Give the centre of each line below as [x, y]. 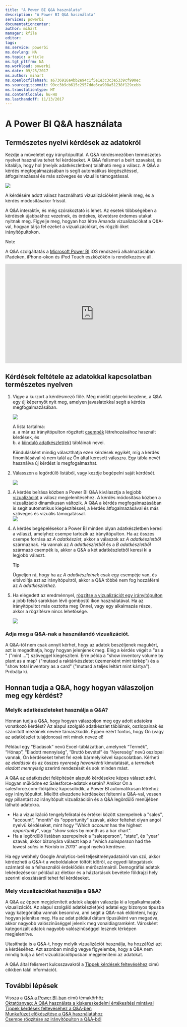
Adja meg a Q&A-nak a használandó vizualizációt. [68, 634]
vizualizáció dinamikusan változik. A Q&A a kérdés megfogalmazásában [87, 503]
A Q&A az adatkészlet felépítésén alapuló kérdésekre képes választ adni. [81, 778]
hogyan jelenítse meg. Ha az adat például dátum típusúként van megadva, [82, 918]
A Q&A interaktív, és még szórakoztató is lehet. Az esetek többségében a [81, 210]
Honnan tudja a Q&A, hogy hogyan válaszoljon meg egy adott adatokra [79, 721]
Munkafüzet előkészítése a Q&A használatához [54, 1014]
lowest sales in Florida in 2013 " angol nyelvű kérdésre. [69, 847]
